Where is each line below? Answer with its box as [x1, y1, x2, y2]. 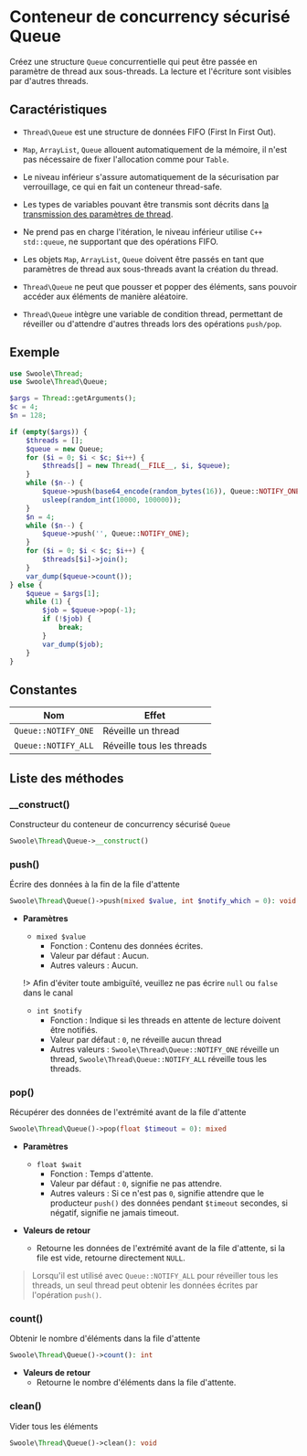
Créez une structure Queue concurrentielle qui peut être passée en [9, 56, 258, 67]
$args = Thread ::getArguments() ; [9, 394, 137, 403]
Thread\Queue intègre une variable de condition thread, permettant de [22, 308, 283, 319]
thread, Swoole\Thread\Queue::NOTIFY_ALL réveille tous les [49, 1053, 268, 1064]
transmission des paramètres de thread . [22, 208, 174, 219]
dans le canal [22, 987, 73, 998]
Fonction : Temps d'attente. [49, 1168, 153, 1180]
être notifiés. [49, 1024, 99, 1035]
